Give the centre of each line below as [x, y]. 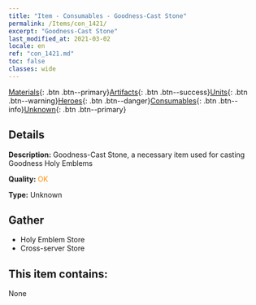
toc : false [27, 62]
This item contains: [58, 274]
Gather [26, 220]
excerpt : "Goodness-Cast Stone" [63, 31]
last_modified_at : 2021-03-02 [60, 39]
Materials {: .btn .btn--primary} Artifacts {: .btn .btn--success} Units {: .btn [128, 92]
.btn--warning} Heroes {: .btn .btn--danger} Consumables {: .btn [113, 100]
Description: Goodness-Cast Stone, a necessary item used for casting [127, 155]
